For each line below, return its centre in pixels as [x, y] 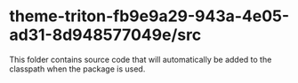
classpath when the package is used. [77, 69]
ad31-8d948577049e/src [105, 35]
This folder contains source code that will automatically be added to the [141, 59]
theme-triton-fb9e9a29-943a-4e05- [149, 16]
